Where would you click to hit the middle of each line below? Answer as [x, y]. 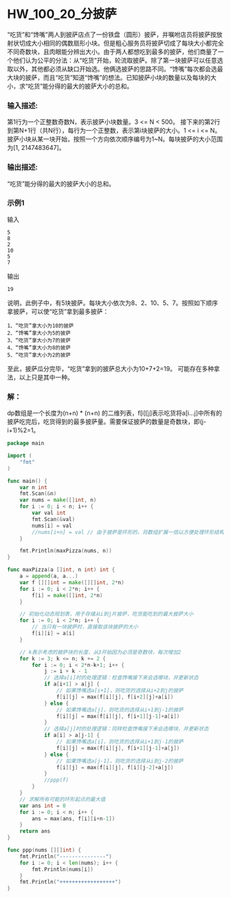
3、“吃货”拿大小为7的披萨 [39, 340]
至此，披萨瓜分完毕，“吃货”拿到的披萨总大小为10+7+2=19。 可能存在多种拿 [113, 368]
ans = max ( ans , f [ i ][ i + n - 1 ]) [74, 819]
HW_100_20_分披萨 [62, 14]
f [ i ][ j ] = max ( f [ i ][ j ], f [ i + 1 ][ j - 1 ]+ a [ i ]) [118, 716]
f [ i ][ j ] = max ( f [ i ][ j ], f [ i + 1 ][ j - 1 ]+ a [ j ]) [118, 748]
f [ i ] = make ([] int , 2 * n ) [67, 595]
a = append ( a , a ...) [49, 576]
